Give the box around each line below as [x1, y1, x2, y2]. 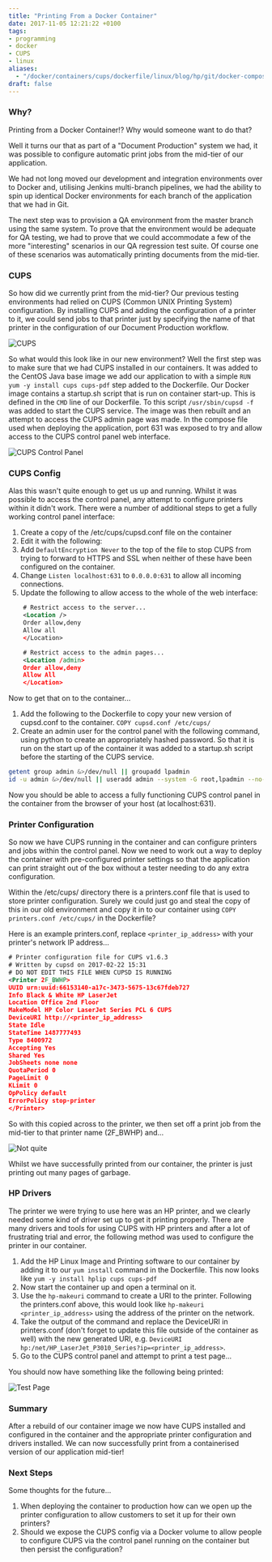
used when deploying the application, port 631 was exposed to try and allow [8, 423, 263, 433]
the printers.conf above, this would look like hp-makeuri [19, 1299, 205, 1309]
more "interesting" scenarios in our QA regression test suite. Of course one [8, 241, 259, 251]
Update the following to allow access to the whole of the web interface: [19, 588, 258, 598]
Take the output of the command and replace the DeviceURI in [19, 1316, 228, 1326]
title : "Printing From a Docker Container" [8, 11, 158, 20]
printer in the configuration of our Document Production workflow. [8, 323, 229, 333]
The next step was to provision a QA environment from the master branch [8, 215, 253, 225]
